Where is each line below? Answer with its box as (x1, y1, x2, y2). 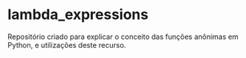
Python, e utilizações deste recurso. (7, 40, 127, 49)
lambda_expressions (7, 6, 149, 24)
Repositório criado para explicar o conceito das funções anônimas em (7, 32, 239, 41)
